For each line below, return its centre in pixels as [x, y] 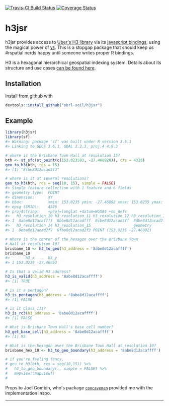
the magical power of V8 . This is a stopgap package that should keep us [79, 47]
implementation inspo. [28, 393]
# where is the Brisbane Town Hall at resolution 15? [63, 155]
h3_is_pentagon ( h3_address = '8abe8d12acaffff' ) [57, 295]
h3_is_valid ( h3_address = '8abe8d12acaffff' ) [54, 277]
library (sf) [18, 137]
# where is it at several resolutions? [47, 179]
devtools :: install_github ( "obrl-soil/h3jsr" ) [54, 105]
